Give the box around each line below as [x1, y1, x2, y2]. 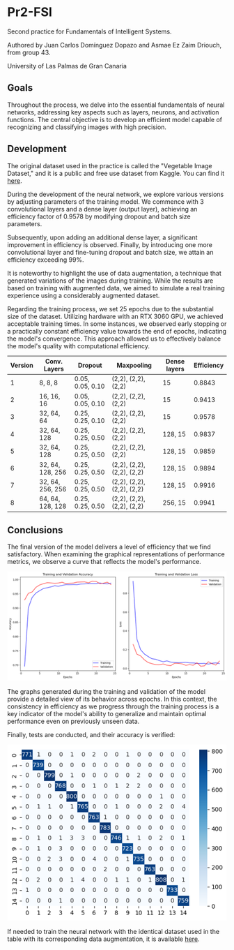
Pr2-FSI [7, 4, 52, 20]
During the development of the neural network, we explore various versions [7, 190, 224, 198]
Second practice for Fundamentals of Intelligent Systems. [7, 27, 172, 36]
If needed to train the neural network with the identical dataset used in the [7, 927, 220, 935]
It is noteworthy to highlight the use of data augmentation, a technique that [7, 269, 221, 277]
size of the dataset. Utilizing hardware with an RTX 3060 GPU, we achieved [7, 312, 224, 320]
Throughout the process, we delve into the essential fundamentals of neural [7, 101, 225, 109]
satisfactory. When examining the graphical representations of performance [7, 550, 225, 558]
